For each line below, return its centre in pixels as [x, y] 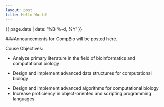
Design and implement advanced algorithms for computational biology [86, 88]
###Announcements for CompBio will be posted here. [61, 39]
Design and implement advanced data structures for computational [82, 73]
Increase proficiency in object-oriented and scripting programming [82, 93]
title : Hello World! [27, 15]
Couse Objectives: [24, 48]
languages [23, 99]
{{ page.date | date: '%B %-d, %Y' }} [44, 29]
